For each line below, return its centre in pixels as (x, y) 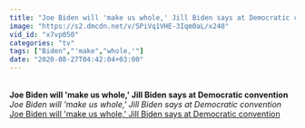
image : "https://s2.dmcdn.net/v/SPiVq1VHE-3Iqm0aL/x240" (119, 26)
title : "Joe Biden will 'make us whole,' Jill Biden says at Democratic (150, 18)
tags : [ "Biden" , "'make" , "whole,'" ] (77, 51)
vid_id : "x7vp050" (44, 34)
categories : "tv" (42, 43)
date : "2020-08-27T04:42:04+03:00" (77, 59)
